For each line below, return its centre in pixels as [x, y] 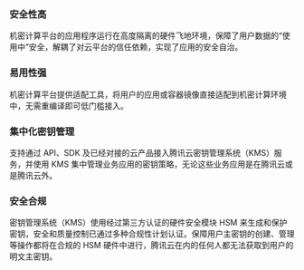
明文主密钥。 [33, 256]
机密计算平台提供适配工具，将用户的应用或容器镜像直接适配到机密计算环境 [148, 94]
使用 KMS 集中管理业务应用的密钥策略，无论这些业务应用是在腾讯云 [159, 164]
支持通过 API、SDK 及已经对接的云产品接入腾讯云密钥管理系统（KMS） [142, 152]
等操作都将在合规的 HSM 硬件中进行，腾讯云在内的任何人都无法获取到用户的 [152, 246]
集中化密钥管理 [42, 131]
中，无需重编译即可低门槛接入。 [69, 105]
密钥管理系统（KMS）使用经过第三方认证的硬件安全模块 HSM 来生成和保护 [148, 223]
